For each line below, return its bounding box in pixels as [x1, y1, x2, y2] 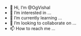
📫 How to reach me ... [9, 26, 55, 31]
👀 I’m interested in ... [9, 10, 52, 16]
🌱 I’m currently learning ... [9, 15, 62, 20]
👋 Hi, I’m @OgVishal [9, 5, 51, 10]
